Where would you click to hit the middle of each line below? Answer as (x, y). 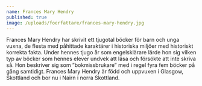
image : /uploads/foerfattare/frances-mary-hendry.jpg (75, 23)
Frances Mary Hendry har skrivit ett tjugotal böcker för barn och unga (93, 40)
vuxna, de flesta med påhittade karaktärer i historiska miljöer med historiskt (100, 46)
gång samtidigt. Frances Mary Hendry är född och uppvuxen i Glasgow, (95, 72)
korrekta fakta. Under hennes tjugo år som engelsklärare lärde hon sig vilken (101, 53)
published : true (27, 17)
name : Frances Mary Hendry (40, 12)
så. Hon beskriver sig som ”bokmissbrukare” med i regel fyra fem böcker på (101, 65)
